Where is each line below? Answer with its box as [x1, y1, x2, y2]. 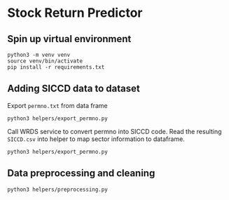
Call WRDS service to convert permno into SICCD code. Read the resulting [7, 127, 222, 135]
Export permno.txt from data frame [7, 101, 108, 109]
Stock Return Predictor [7, 5, 143, 21]
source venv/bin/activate [7, 58, 83, 65]
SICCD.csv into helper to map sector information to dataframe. [7, 135, 186, 143]
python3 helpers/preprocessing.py [7, 186, 109, 193]
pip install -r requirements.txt [7, 64, 105, 71]
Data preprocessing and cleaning [7, 167, 155, 180]
